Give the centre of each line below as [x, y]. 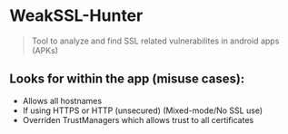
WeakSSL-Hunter [76, 16]
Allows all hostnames [62, 100]
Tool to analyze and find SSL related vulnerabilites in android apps [155, 41]
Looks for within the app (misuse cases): [127, 79]
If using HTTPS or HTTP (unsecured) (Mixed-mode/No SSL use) [143, 110]
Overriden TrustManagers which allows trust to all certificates [138, 120]
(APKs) [45, 50]
